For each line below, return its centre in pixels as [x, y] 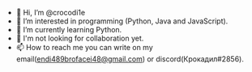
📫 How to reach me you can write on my [85, 47]
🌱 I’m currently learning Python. [69, 30]
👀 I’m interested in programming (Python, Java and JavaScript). [122, 21]
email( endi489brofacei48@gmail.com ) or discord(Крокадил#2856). [130, 59]
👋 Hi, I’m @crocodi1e [51, 13]
